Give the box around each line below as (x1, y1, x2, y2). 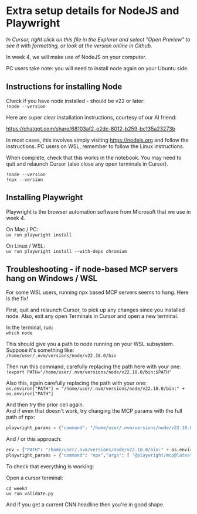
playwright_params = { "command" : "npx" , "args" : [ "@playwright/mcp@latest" (6, 453, 195, 458)
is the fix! (6, 295, 28, 302)
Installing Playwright (6, 193, 83, 203)
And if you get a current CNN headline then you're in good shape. (6, 501, 165, 508)
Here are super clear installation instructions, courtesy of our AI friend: (6, 114, 177, 121)
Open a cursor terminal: (6, 474, 63, 481)
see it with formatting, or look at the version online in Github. (6, 42, 152, 49)
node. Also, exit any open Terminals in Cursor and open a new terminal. (6, 313, 179, 320)
